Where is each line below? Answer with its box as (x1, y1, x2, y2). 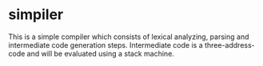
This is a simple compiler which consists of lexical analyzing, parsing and (8, 32, 249, 41)
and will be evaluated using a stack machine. (26, 49, 174, 58)
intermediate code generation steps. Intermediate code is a (8, 40, 203, 49)
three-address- (204, 40, 256, 49)
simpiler (8, 6, 64, 24)
